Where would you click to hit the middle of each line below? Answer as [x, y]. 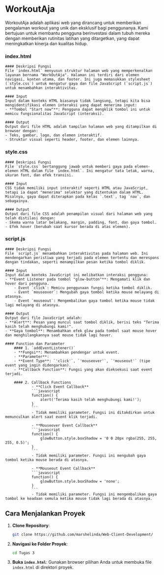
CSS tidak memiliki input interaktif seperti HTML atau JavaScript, [77, 188]
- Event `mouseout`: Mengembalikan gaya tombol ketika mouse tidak [84, 301]
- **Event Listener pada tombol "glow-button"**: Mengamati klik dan [78, 279]
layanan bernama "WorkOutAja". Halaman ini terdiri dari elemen [72, 75]
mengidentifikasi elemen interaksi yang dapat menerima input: [71, 105]
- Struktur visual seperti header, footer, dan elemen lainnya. [72, 140]
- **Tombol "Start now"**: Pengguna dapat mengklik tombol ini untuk [78, 110]
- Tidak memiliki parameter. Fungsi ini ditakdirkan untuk [93, 412]
